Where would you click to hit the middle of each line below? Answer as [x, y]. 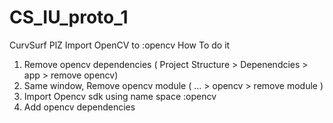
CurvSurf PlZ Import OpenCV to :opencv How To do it [120, 45]
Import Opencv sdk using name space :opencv [120, 96]
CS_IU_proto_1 [69, 17]
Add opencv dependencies [79, 107]
